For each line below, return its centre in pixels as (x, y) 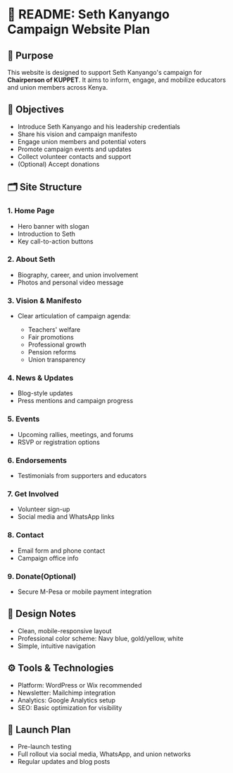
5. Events (24, 419)
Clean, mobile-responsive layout (64, 630)
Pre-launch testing (44, 747)
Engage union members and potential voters (82, 141)
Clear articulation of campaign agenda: (74, 316)
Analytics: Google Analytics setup (67, 700)
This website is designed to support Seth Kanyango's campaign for (105, 72)
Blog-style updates (45, 393)
